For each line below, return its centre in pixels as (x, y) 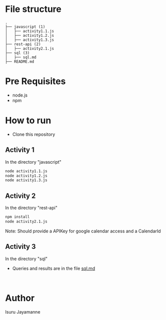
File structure (33, 9)
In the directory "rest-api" (31, 208)
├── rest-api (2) (23, 44)
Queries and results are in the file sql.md (54, 268)
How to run (28, 121)
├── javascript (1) (25, 27)
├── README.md (20, 61)
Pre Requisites (35, 81)
